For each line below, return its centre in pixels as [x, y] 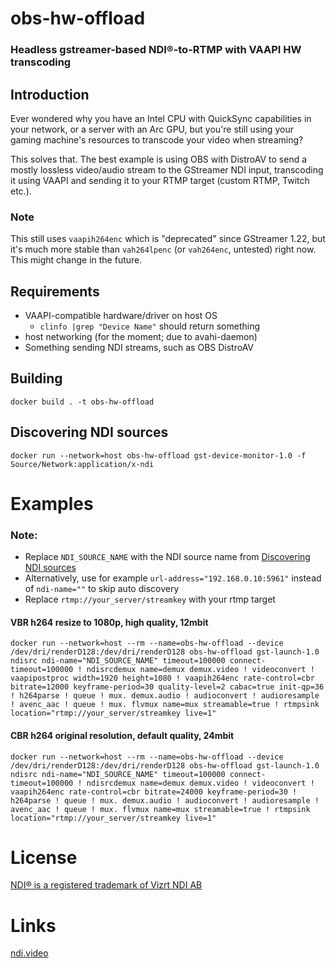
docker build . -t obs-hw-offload [82, 402]
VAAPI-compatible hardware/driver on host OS [121, 316]
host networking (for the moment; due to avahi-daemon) [141, 337]
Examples [52, 503]
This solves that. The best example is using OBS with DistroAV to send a [159, 159]
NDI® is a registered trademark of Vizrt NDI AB [106, 885]
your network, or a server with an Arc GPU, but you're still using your [152, 129]
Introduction [50, 94]
